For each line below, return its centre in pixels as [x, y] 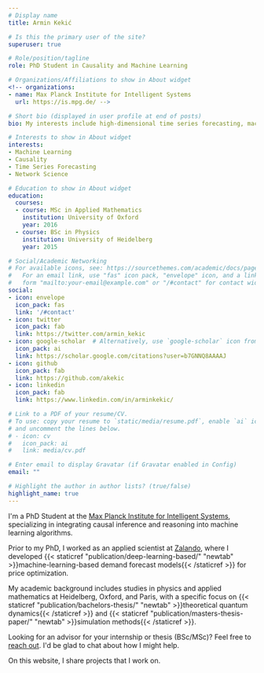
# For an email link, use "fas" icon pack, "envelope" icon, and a [125, 276]
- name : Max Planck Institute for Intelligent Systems [100, 94]
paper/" [20, 621]
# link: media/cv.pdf [47, 451]
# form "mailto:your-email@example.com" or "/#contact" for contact [126, 283]
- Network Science [38, 174]
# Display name [33, 15]
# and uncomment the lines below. [65, 428]
